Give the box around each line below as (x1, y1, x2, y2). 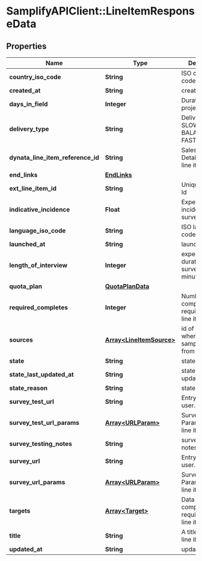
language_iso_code (9, 227, 66, 234)
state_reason (9, 384, 48, 392)
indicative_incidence (9, 205, 70, 213)
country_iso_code (9, 73, 61, 81)
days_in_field (9, 100, 48, 108)
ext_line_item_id (9, 184, 57, 192)
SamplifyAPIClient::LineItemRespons (6, 4, 195, 18)
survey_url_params (9, 478, 66, 486)
